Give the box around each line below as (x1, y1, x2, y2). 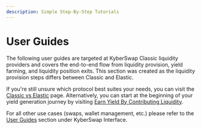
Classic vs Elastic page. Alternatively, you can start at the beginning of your (6, 91, 193, 99)
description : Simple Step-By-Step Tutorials (6, 8, 119, 15)
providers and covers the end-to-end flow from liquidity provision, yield (6, 61, 183, 68)
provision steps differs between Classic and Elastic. (6, 73, 134, 81)
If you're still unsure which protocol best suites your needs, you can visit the (6, 85, 195, 92)
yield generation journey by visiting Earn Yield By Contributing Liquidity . (6, 98, 184, 105)
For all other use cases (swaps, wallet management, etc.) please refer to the (6, 109, 194, 117)
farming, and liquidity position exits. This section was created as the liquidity (6, 67, 196, 74)
